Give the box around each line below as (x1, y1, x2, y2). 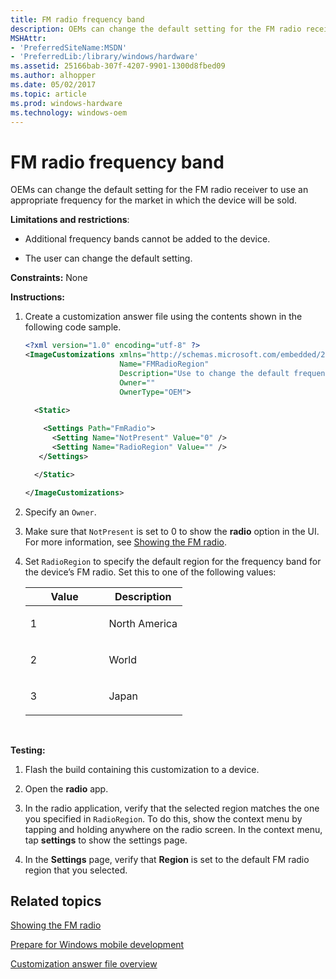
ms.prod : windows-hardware (10, 98, 123, 108)
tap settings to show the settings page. (24, 834, 188, 846)
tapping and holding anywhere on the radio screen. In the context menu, (24, 823, 323, 835)
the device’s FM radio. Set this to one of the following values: (24, 566, 277, 578)
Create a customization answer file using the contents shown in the (24, 311, 303, 323)
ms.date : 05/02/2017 (10, 80, 97, 90)
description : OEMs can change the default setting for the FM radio (10, 24, 302, 34)
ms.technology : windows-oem (10, 107, 128, 118)
